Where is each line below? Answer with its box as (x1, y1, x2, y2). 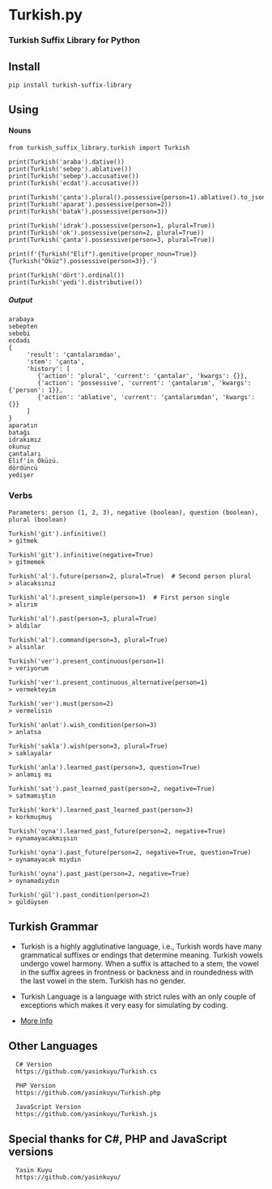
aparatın (8, 422, 38, 430)
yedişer (8, 471, 35, 479)
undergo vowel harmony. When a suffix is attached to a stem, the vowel (19, 958, 259, 968)
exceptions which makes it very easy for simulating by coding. (19, 1000, 228, 1009)
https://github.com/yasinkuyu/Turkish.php (15, 1089, 161, 1098)
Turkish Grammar (8, 920, 99, 934)
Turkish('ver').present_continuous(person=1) (8, 657, 164, 665)
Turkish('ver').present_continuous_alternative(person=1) (8, 678, 208, 686)
